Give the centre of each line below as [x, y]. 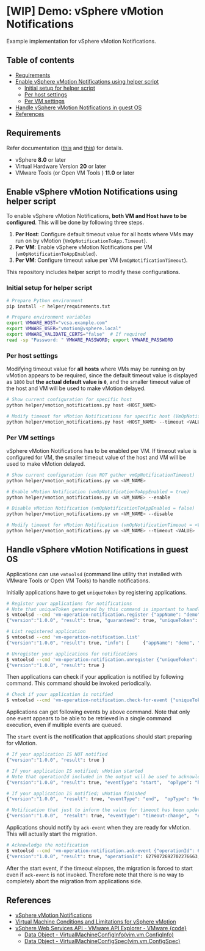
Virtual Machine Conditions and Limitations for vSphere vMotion [95, 921]
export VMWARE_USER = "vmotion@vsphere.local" [64, 329]
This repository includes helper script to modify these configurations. [93, 272]
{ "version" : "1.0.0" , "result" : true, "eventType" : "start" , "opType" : [99, 783]
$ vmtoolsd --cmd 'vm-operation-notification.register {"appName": [94, 615]
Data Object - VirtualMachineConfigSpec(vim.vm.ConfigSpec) [102, 941]
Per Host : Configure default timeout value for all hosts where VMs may [104, 234]
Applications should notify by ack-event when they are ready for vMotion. [99, 828]
